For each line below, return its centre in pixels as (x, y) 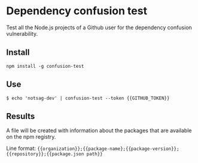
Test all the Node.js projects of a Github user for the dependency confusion (99, 27)
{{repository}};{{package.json (45, 154)
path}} (95, 154)
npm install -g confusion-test (45, 66)
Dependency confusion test (77, 11)
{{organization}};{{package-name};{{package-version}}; (108, 149)
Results (21, 116)
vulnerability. (22, 33)
